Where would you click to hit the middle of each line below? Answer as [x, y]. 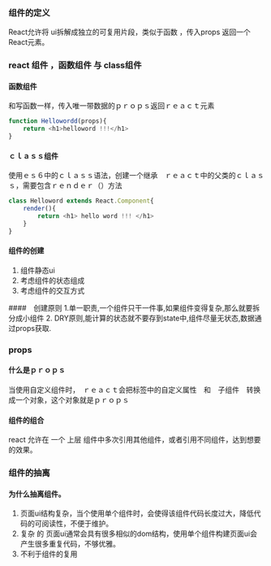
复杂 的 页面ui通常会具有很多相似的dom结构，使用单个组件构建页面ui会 [139, 533]
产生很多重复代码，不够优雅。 [70, 544]
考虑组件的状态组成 [52, 280]
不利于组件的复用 [49, 554]
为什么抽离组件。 [37, 494]
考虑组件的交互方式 [52, 290]
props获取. [33, 328]
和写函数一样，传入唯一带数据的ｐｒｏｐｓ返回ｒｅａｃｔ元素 [112, 106]
